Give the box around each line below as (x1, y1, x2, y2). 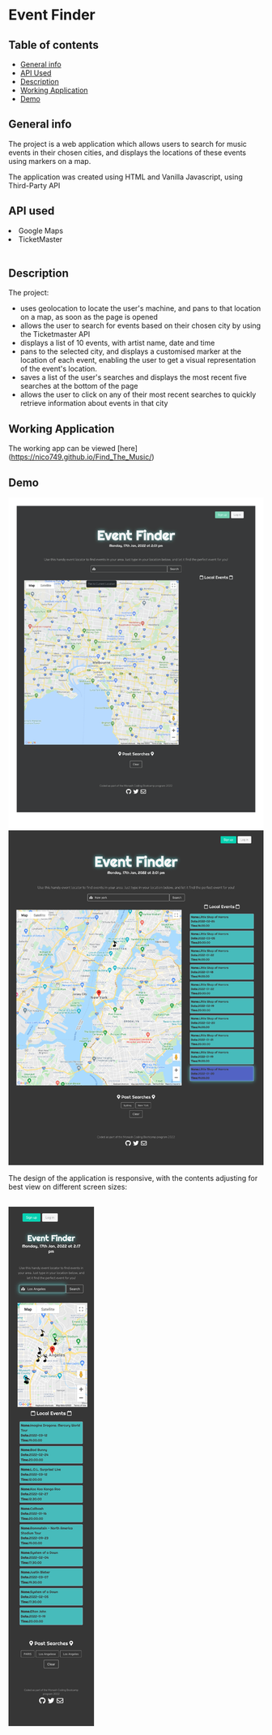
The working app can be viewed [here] (8, 444, 138, 454)
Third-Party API (8, 180, 61, 190)
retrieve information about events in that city (19, 398, 168, 408)
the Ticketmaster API (19, 329, 91, 339)
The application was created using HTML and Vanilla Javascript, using (8, 172, 243, 182)
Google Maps (19, 226, 63, 235)
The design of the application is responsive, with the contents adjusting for (8, 1173, 258, 1183)
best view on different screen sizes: (8, 1182, 128, 1192)
